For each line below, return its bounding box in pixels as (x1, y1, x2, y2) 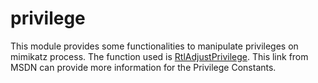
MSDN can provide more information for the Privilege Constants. (10, 61, 277, 73)
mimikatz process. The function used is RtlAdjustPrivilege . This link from (10, 50, 309, 62)
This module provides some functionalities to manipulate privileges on (10, 40, 299, 52)
